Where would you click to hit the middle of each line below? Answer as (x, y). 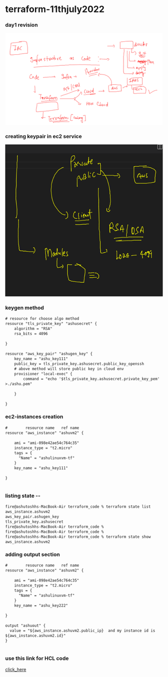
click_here (16, 669)
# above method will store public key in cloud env (69, 369)
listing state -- (23, 496)
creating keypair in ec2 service (43, 136)
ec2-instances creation (34, 417)
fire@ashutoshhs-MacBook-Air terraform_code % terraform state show (78, 537)
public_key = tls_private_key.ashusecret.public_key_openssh (79, 364)
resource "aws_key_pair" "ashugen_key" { (49, 354)
